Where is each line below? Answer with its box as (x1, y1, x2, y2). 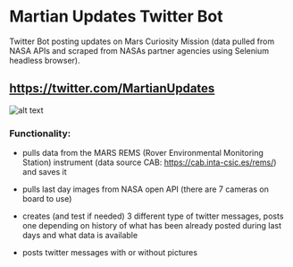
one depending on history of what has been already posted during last (21, 220, 282, 231)
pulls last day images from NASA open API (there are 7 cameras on (21, 184, 270, 194)
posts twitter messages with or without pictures (21, 247, 198, 258)
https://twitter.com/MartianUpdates (9, 81, 215, 96)
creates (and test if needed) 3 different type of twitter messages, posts (21, 211, 284, 221)
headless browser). (9, 55, 80, 65)
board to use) (21, 194, 72, 204)
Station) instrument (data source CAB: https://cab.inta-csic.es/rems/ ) (21, 157, 277, 168)
